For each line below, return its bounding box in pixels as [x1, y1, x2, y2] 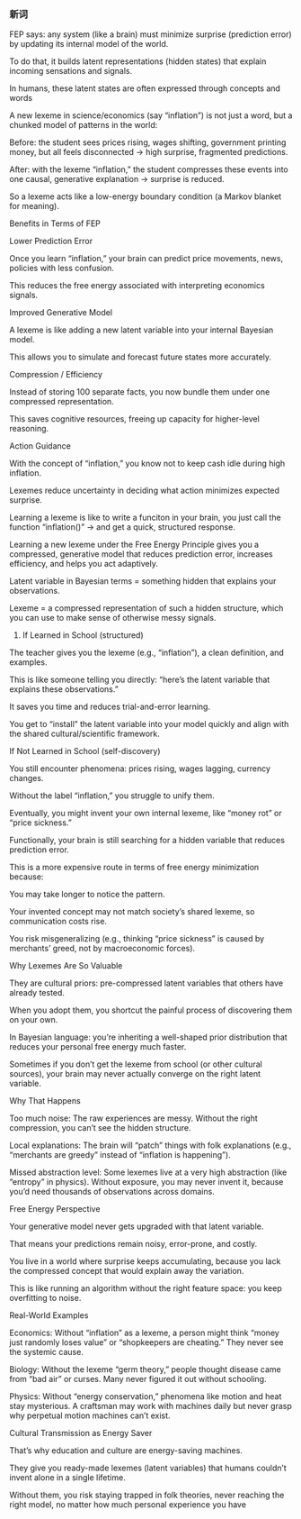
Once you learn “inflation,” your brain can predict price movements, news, [9, 253, 284, 264]
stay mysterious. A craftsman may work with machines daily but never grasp [9, 1401, 292, 1412]
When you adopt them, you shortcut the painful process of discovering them [9, 1005, 293, 1015]
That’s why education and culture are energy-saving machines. [9, 1445, 243, 1456]
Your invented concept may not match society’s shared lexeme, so [9, 906, 255, 917]
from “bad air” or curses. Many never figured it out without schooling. [9, 1374, 267, 1385]
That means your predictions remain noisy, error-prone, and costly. [9, 1239, 258, 1250]
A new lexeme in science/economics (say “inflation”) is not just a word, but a [9, 110, 293, 121]
